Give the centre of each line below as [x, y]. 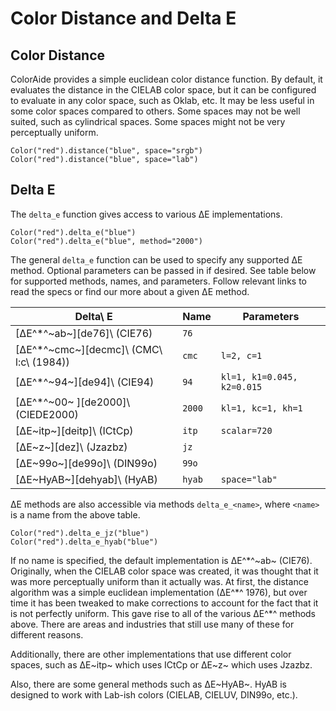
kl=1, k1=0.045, [259, 376]
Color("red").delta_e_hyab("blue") [84, 542]
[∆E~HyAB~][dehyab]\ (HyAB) [86, 479]
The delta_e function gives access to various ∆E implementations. [146, 214]
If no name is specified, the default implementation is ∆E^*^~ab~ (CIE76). [161, 560]
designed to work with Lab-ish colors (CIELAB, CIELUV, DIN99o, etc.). [154, 694]
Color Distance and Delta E [123, 18]
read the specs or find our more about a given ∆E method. [130, 291]
